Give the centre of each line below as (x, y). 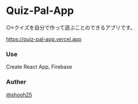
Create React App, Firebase (39, 67)
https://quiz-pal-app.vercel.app (44, 39)
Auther (16, 82)
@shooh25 (19, 95)
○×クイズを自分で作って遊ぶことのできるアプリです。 (71, 27)
